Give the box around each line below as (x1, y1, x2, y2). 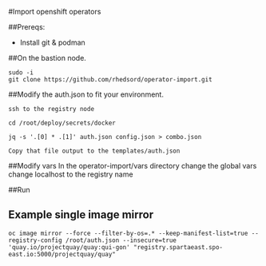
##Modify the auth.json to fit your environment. (8, 89, 164, 99)
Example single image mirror (8, 208, 154, 222)
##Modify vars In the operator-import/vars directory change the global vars (8, 161, 257, 170)
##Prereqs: (8, 22, 46, 31)
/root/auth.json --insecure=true (65, 236, 177, 244)
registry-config (8, 236, 62, 244)
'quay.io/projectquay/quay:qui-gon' (8, 243, 130, 251)
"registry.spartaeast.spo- (133, 243, 224, 251)
